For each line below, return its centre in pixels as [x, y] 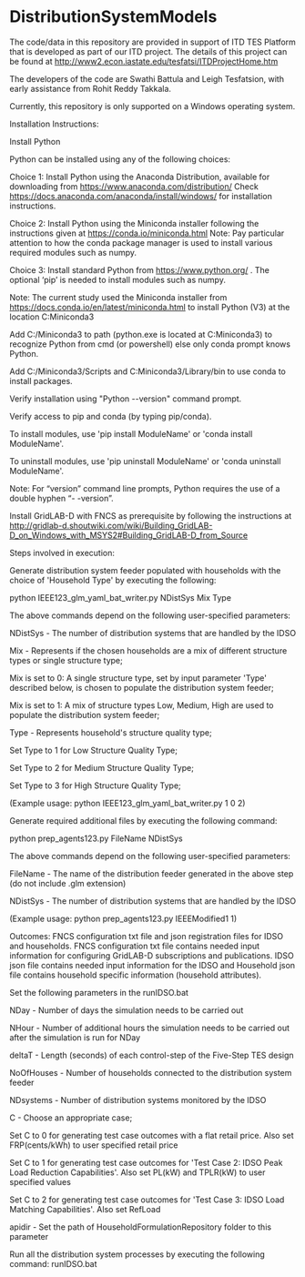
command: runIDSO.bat [53, 1263]
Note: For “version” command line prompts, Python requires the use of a [145, 488]
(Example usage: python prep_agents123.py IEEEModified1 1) [123, 918]
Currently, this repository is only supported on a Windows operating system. [152, 106]
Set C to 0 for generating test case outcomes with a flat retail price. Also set [152, 1135]
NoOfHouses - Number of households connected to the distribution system [151, 1072]
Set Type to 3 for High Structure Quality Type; [96, 785]
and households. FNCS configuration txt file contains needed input [135, 946]
